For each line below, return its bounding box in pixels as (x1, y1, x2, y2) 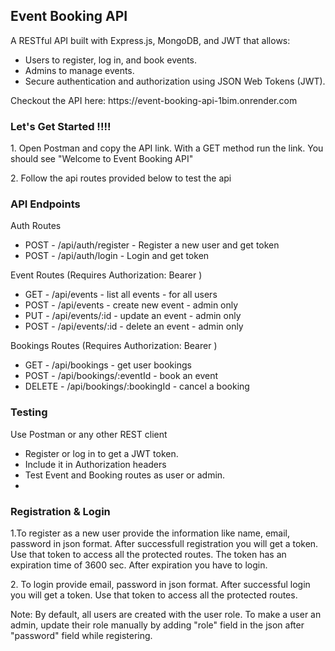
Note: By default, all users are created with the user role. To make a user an (10, 609, 322, 620)
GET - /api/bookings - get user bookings (24, 359, 192, 371)
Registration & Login (10, 504, 111, 518)
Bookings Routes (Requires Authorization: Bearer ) (10, 340, 218, 352)
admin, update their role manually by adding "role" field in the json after (10, 619, 305, 631)
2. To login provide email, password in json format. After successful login (10, 579, 311, 590)
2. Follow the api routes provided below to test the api (10, 172, 232, 184)
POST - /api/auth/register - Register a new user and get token (24, 239, 280, 251)
